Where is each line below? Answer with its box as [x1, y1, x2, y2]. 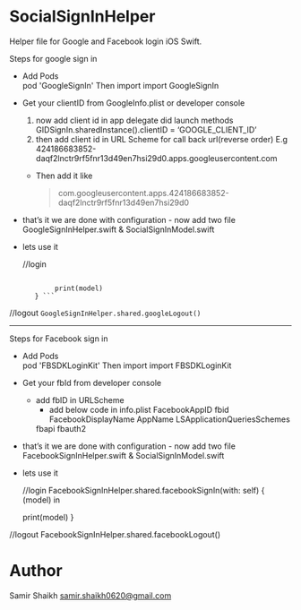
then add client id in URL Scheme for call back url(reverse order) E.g [35, 133, 288, 144]
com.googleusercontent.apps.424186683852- [57, 187, 230, 198]
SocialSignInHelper [9, 6, 156, 27]
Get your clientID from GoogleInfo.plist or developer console [21, 97, 245, 108]
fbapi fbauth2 [35, 423, 87, 434]
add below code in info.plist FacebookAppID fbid [48, 404, 230, 415]
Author [9, 561, 63, 581]
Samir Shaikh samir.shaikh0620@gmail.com [9, 589, 172, 601]
